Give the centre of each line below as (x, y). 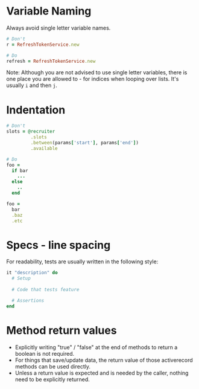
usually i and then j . (32, 85)
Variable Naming (49, 11)
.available (44, 148)
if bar (20, 170)
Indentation (36, 110)
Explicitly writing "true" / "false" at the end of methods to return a (96, 347)
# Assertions (28, 300)
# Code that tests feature (46, 289)
